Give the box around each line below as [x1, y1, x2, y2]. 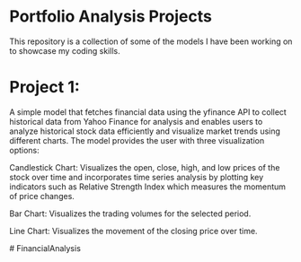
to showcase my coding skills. [9, 45, 120, 56]
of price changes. [9, 190, 75, 201]
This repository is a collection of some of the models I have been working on [9, 36, 293, 47]
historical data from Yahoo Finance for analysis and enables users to [9, 116, 263, 127]
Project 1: [9, 77, 81, 98]
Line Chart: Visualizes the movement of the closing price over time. [9, 225, 258, 236]
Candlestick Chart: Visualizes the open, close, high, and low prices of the [9, 162, 280, 172]
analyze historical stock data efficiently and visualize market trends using [9, 126, 281, 136]
